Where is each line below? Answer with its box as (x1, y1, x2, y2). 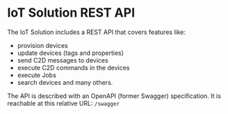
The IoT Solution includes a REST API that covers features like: (7, 28, 186, 36)
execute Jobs (17, 71, 57, 79)
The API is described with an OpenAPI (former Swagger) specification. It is (7, 92, 221, 100)
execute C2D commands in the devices (17, 63, 130, 72)
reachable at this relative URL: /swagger (7, 99, 120, 107)
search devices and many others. (17, 78, 113, 86)
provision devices (17, 41, 68, 49)
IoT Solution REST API (7, 5, 136, 21)
